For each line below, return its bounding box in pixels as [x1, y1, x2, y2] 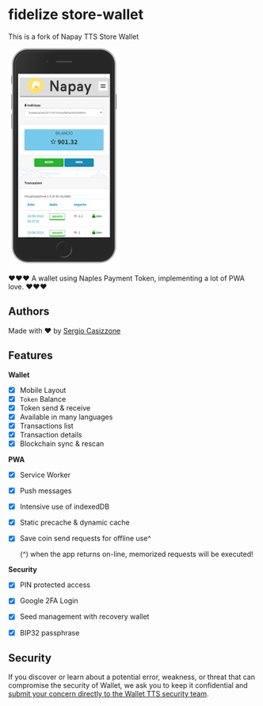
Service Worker [19, 470, 71, 479]
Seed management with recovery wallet [19, 612, 150, 621]
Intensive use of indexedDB [19, 502, 109, 512]
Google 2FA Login [19, 596, 78, 605]
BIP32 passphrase [19, 628, 80, 637]
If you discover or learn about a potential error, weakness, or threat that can [8, 672, 256, 682]
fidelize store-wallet [8, 6, 144, 24]
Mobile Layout [19, 385, 67, 395]
